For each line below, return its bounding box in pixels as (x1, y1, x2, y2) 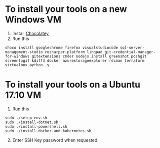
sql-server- (120, 45, 145, 50)
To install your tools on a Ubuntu (5, 79, 141, 90)
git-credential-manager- (104, 49, 156, 54)
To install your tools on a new (5, 3, 127, 15)
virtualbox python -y (5, 62, 50, 67)
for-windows (5, 53, 30, 59)
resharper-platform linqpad (44, 49, 103, 54)
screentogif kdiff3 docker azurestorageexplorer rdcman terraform (5, 58, 145, 63)
